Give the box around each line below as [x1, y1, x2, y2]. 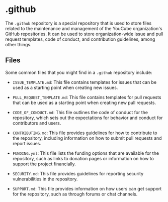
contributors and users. [12, 120, 61, 126]
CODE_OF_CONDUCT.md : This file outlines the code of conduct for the [12, 109, 148, 115]
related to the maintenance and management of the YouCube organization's [5, 25, 162, 31]
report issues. [12, 140, 42, 146]
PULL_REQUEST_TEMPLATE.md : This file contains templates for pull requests [12, 94, 161, 100]
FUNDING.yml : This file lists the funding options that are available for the [12, 150, 159, 156]
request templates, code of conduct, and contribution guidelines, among [5, 36, 155, 42]
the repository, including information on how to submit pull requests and [12, 135, 162, 141]
